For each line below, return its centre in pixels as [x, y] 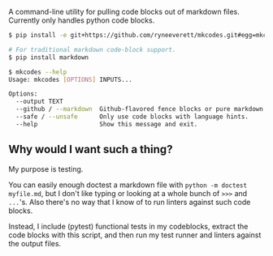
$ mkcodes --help [38, 72]
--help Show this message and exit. [107, 124]
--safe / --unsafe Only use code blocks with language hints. [132, 117]
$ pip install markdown [49, 57]
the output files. [35, 243]
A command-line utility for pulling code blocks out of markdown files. [124, 12]
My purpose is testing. [46, 169]
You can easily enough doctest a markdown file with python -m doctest [128, 185]
